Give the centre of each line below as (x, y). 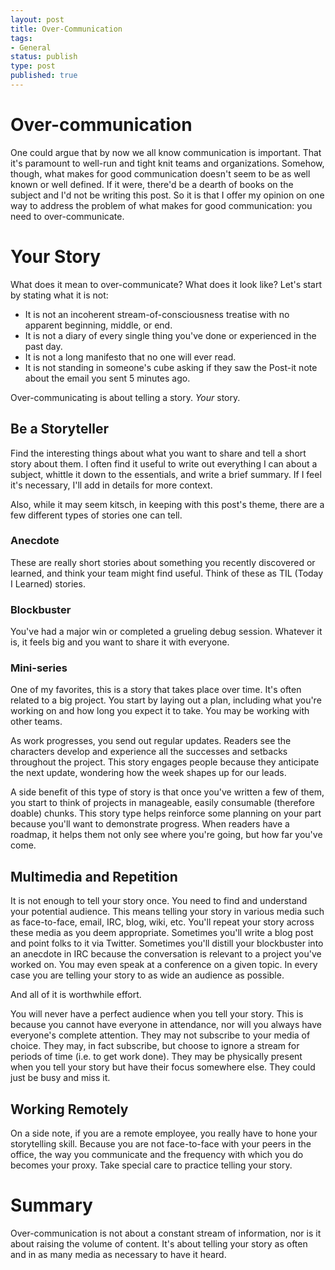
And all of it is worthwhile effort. (76, 995)
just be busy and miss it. (60, 1078)
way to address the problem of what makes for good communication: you (161, 205)
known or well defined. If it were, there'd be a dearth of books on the (152, 184)
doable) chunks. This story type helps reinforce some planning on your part (166, 813)
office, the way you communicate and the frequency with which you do (157, 1155)
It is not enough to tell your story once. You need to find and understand (159, 901)
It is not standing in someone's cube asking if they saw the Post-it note (171, 367)
